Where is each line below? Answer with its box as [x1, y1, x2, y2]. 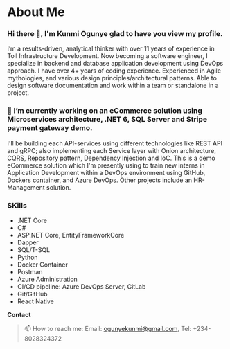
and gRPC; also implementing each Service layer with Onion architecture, [7, 146, 217, 154]
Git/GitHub [17, 290, 48, 298]
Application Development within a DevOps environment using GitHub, [7, 168, 206, 177]
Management [7, 183, 45, 191]
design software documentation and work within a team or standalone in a [7, 81, 220, 90]
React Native [17, 297, 54, 305]
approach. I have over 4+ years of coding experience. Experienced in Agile [7, 66, 222, 75]
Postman [17, 268, 43, 276]
